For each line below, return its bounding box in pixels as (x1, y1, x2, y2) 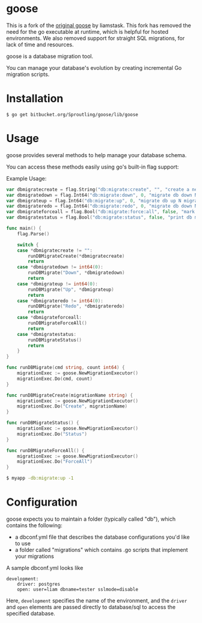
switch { (17, 241, 39, 248)
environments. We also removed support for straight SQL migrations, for (6, 34, 185, 42)
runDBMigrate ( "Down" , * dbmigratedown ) (28, 270, 125, 276)
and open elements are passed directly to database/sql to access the (6, 604, 176, 610)
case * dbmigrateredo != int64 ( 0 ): (17, 297, 103, 304)
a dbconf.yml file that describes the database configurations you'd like (14, 533, 190, 541)
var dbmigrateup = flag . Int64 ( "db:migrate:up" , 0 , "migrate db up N (6, 197, 182, 203)
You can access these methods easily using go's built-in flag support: (6, 163, 179, 170)
